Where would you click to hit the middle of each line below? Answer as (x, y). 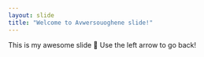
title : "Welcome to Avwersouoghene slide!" (81, 23)
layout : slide (32, 15)
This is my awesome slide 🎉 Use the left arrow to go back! (102, 45)
